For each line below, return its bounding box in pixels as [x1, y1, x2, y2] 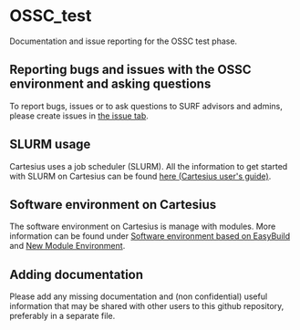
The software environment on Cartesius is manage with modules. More [9, 221, 276, 232]
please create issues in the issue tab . [9, 110, 149, 121]
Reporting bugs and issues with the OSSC [9, 62, 252, 77]
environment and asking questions [9, 77, 212, 92]
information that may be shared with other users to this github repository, [9, 301, 284, 312]
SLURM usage [9, 137, 91, 152]
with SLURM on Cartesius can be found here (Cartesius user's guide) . [9, 170, 272, 181]
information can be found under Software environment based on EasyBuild [9, 231, 290, 242]
